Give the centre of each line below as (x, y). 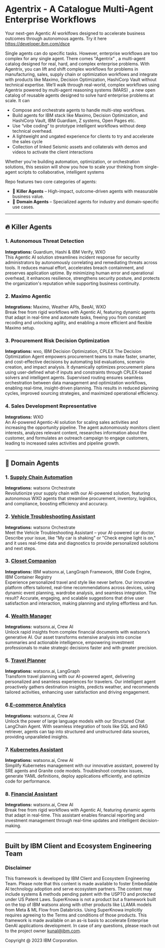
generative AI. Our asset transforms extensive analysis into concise (73, 637)
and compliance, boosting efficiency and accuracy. (57, 504)
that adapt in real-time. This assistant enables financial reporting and (75, 815)
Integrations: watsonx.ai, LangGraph (42, 671)
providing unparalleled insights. (37, 737)
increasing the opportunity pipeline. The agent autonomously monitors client (82, 427)
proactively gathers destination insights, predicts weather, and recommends (82, 687)
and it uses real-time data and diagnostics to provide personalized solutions (82, 543)
